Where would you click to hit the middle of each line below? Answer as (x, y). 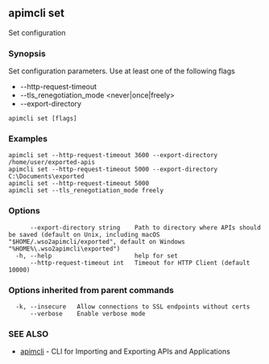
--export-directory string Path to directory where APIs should (145, 227)
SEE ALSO (29, 333)
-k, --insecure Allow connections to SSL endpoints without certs (133, 307)
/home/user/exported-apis (52, 163)
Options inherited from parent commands (91, 290)
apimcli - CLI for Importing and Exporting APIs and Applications (125, 352)
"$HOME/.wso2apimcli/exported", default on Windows (97, 242)
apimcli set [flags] (43, 119)
